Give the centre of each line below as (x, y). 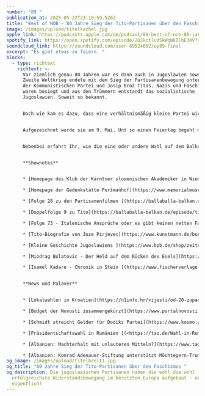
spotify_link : (24, 40)
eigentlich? (27, 383)
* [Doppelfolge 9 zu (49, 212)
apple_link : (21, 35)
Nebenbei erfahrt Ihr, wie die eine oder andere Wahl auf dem (103, 146)
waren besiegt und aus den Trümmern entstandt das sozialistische (109, 92)
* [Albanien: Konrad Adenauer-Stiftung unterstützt (89, 355)
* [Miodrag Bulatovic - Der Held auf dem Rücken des (91, 256)
